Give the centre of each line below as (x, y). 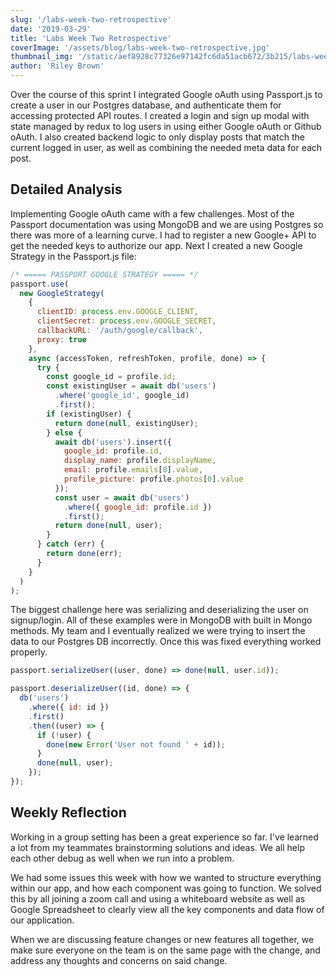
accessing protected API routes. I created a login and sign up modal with (160, 115)
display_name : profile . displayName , (140, 461)
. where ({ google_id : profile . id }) (138, 507)
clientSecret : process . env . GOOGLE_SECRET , (126, 321)
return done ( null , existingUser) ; (126, 423)
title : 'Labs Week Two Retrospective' (91, 38)
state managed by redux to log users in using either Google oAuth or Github (166, 126)
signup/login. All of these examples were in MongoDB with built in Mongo (161, 620)
